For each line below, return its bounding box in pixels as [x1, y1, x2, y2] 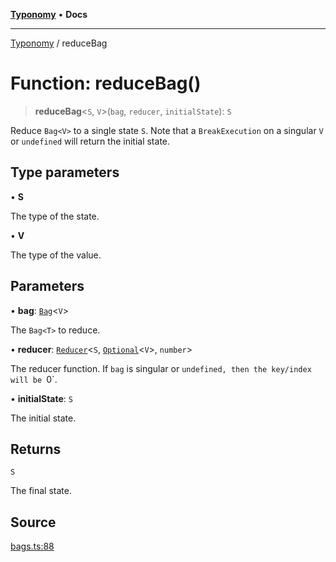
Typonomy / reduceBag [10, 37, 108, 49]
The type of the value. [10, 249, 102, 261]
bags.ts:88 [10, 540, 55, 553]
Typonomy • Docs [10, 9, 88, 20]
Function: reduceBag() [10, 72, 202, 95]
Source [10, 514, 57, 531]
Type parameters [10, 164, 120, 181]
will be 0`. [10, 373, 58, 385]
